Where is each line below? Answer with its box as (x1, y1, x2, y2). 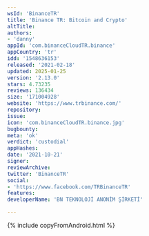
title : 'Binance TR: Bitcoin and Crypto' (7, 17, 128, 23)
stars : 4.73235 (7, 81, 51, 88)
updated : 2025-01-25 (7, 68, 67, 75)
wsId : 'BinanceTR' (7, 10, 60, 17)
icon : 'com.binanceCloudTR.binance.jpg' (7, 119, 126, 126)
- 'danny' (7, 36, 36, 43)
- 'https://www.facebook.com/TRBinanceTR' (7, 184, 131, 190)
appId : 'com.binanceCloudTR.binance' (7, 42, 116, 49)
